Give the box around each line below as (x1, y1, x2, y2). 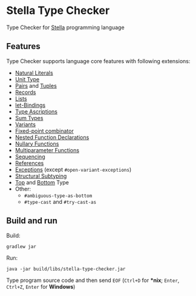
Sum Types (15, 114, 44, 121)
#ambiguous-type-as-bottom (24, 192, 93, 199)
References (15, 159, 44, 167)
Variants (15, 121, 36, 128)
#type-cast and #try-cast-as (24, 198, 97, 205)
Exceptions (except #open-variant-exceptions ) (15, 166, 132, 173)
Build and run (6, 216, 57, 226)
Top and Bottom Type (15, 178, 70, 186)
